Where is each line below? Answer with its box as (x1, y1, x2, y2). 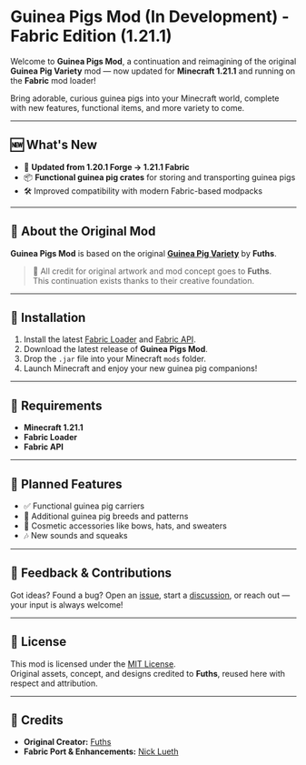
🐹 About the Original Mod (10, 224, 156, 239)
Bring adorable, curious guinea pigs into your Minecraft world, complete (10, 93, 280, 104)
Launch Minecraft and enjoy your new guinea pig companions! (23, 363, 258, 374)
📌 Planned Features (10, 476, 123, 492)
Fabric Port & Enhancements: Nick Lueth (23, 746, 179, 757)
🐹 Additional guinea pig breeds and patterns (23, 511, 189, 521)
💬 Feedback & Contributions (10, 566, 172, 581)
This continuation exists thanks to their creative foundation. (32, 275, 255, 286)
